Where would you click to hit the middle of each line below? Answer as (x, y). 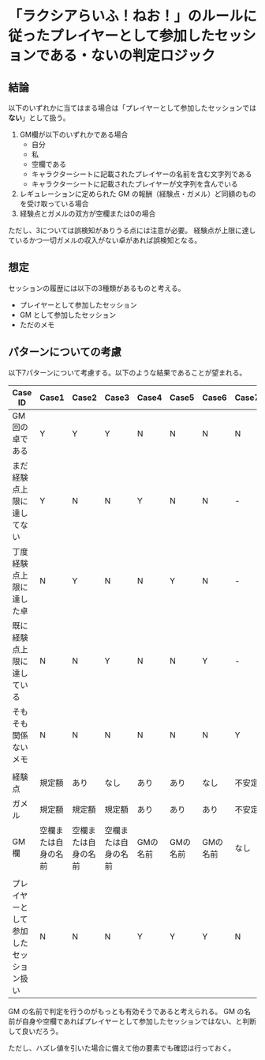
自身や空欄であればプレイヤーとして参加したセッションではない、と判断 (139, 1021)
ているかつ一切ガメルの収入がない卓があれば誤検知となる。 (105, 240)
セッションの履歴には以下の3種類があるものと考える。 (97, 288)
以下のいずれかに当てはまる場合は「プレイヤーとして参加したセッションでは (132, 108)
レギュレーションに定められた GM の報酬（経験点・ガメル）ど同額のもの (138, 194)
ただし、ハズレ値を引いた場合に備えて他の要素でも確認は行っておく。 (122, 1047)
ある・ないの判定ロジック (132, 56)
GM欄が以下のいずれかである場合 (74, 134)
